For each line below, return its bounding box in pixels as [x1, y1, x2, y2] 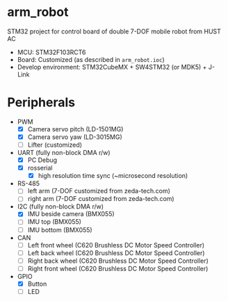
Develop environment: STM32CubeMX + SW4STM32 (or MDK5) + [17, 63, 207, 71]
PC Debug [27, 156, 58, 164]
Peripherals [7, 95, 76, 111]
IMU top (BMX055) [27, 218, 82, 226]
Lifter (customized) [27, 140, 82, 149]
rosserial [27, 164, 54, 172]
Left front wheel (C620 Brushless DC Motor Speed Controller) [27, 241, 205, 249]
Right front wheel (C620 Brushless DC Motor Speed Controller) [27, 264, 209, 272]
